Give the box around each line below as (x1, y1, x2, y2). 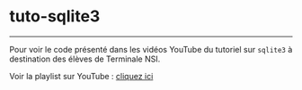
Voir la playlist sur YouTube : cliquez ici (9, 70, 154, 81)
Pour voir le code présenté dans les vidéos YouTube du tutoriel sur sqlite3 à (9, 44, 293, 54)
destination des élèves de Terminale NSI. (9, 53, 161, 64)
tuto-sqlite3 (9, 6, 101, 27)
